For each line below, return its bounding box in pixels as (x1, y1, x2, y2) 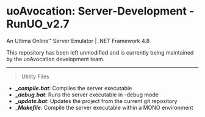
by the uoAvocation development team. (6, 55, 105, 62)
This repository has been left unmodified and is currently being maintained (6, 48, 194, 56)
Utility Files (21, 73, 50, 80)
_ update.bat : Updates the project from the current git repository (15, 97, 178, 104)
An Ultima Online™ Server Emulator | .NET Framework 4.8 (6, 37, 150, 44)
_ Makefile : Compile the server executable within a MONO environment (15, 104, 193, 111)
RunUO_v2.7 (6, 17, 70, 31)
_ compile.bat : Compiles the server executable (15, 84, 132, 92)
